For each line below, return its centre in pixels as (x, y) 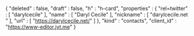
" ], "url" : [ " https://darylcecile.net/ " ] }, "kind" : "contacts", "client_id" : (91, 21)
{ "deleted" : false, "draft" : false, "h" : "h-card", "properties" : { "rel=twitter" (97, 8)
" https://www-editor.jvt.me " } (41, 27)
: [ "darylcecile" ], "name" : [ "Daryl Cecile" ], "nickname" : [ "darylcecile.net (97, 15)
